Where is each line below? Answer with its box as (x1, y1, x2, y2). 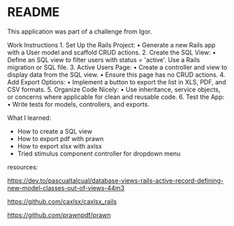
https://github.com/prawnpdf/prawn (7, 211, 111, 219)
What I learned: (7, 113, 52, 122)
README (7, 4, 60, 20)
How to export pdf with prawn (17, 134, 104, 143)
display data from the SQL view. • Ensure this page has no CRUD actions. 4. (7, 70, 226, 79)
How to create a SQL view (17, 127, 93, 135)
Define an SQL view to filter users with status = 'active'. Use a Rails (7, 55, 200, 63)
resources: (7, 163, 38, 171)
